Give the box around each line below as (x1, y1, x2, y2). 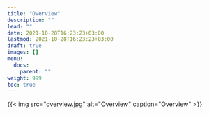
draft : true (7, 42, 42, 49)
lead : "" (7, 23, 33, 30)
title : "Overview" (7, 10, 61, 17)
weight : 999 (7, 74, 42, 82)
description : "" (7, 17, 54, 24)
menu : (7, 55, 23, 62)
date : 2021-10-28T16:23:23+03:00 (7, 29, 104, 37)
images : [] (7, 49, 39, 56)
